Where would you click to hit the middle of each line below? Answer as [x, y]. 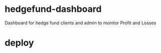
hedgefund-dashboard [53, 9]
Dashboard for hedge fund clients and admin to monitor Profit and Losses [80, 23]
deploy [19, 43]
